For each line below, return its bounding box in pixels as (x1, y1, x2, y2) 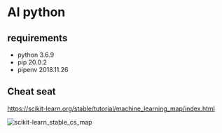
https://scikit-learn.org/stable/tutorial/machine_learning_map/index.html (7, 104, 215, 113)
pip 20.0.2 (17, 58, 48, 66)
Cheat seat (7, 85, 56, 98)
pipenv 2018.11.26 (17, 66, 69, 73)
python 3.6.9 (17, 50, 55, 59)
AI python (7, 4, 66, 20)
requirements (7, 32, 68, 44)
